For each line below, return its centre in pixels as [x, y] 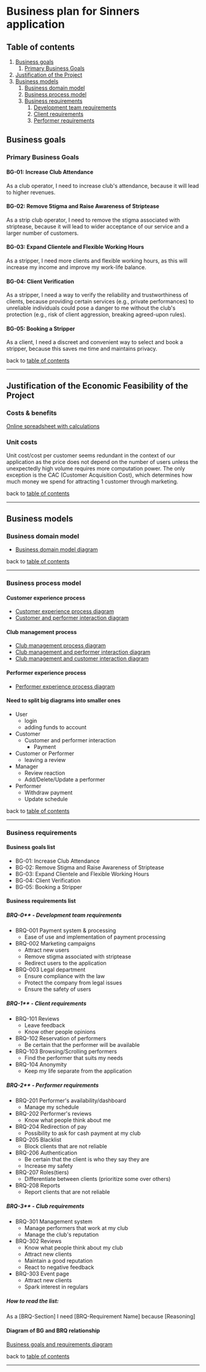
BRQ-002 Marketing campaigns [55, 944]
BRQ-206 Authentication [46, 1153]
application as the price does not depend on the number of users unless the [102, 462]
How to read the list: [33, 1301]
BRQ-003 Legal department [50, 970]
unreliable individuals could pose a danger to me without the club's [91, 308]
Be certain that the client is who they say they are [87, 1159]
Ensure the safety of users [58, 989]
